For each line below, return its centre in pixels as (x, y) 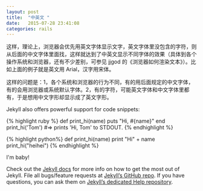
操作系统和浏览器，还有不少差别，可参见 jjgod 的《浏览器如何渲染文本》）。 (99, 62)
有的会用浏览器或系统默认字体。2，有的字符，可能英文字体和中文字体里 (95, 90)
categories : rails (29, 29)
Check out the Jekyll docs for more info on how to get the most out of (93, 169)
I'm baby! (18, 157)
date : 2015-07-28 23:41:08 (43, 23)
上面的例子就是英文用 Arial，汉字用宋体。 (63, 70)
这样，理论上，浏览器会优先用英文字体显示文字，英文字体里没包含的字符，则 (101, 47)
